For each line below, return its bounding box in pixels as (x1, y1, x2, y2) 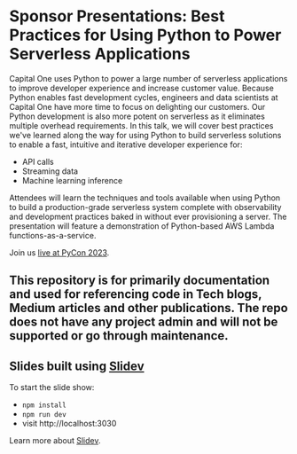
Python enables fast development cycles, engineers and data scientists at (9, 91, 278, 103)
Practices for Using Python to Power (9, 25, 282, 45)
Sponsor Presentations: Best (9, 6, 225, 27)
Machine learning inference (21, 175, 123, 185)
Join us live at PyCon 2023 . (9, 247, 110, 258)
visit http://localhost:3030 (21, 419, 117, 429)
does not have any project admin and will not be (9, 315, 278, 330)
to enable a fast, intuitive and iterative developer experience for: (9, 139, 243, 150)
